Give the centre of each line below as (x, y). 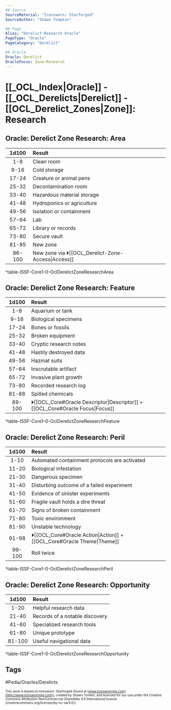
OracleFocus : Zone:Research (35, 62)
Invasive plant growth (57, 377)
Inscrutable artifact (54, 369)
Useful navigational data (62, 641)
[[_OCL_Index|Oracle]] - (56, 87)
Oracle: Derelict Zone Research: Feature (70, 288)
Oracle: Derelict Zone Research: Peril (65, 437)
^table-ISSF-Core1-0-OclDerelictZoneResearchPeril (59, 569)
